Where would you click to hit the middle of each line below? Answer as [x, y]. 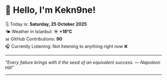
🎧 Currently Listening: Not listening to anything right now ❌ [66, 46]
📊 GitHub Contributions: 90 [34, 39]
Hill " [9, 67]
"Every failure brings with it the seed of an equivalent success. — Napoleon [83, 62]
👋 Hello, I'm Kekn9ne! [50, 10]
